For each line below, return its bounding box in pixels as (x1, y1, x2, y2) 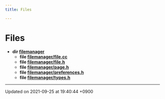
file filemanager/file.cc (19, 54, 68, 59)
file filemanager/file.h (19, 59, 65, 65)
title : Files (5, 7, 32, 12)
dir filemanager (12, 48, 45, 54)
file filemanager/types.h (19, 74, 71, 80)
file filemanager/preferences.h (19, 69, 84, 75)
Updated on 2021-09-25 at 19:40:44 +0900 (5, 88, 93, 94)
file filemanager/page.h (19, 64, 69, 70)
